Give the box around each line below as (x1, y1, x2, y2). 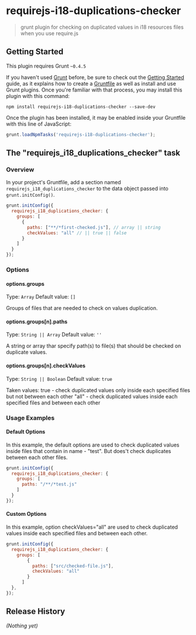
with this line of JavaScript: (6, 120, 72, 127)
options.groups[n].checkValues (6, 362, 86, 369)
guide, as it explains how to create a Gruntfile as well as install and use (6, 80, 177, 87)
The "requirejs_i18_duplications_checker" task (6, 148, 180, 158)
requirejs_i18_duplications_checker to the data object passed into (6, 185, 169, 192)
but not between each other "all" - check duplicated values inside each (6, 393, 178, 400)
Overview (6, 165, 35, 174)
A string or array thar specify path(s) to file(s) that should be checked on (6, 342, 181, 350)
